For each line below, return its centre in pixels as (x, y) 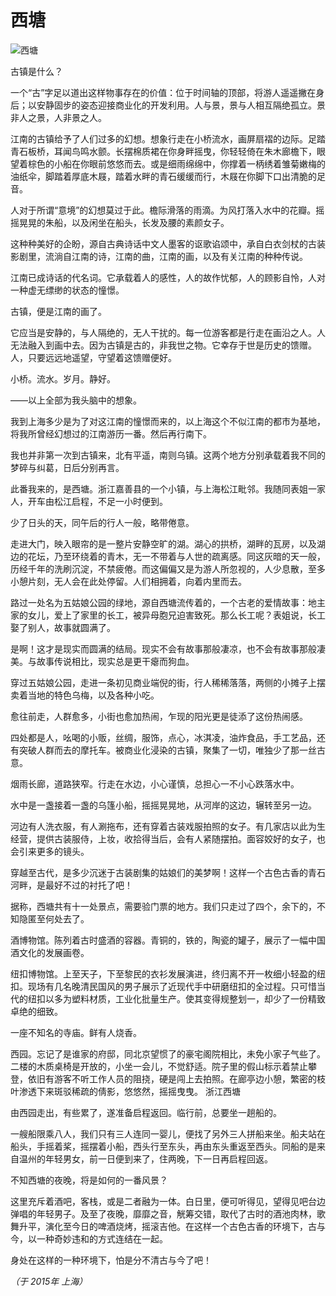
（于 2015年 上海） (49, 1281)
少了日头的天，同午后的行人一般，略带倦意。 (102, 522)
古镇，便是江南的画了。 (58, 311)
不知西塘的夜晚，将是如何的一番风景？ (89, 1180)
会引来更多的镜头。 (50, 851)
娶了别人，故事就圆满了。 (63, 627)
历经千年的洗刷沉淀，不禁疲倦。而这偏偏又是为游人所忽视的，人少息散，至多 (168, 568)
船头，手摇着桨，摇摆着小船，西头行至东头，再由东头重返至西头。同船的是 (163, 1146)
